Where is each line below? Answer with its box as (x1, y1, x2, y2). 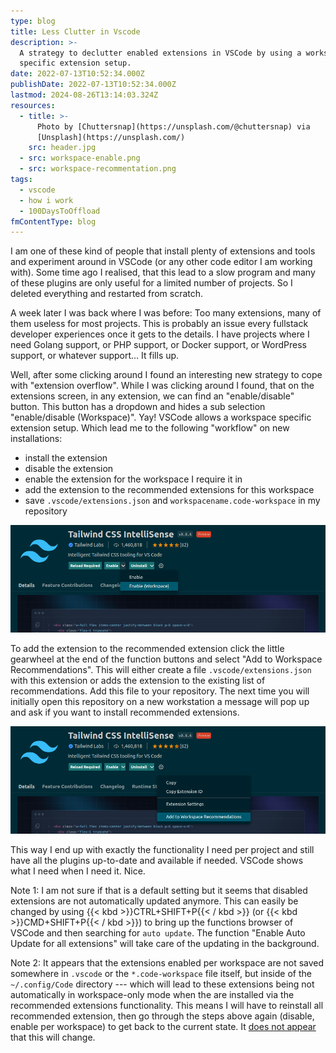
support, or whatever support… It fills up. (10, 350, 180, 362)
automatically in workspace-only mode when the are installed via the (10, 988, 295, 1000)
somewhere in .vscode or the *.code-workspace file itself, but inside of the (10, 967, 312, 979)
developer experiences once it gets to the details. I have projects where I (10, 328, 310, 340)
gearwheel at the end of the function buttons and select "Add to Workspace (10, 653, 323, 665)
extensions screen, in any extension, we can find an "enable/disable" (10, 390, 295, 402)
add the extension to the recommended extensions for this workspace (24, 484, 315, 496)
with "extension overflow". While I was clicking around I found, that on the (10, 380, 315, 392)
